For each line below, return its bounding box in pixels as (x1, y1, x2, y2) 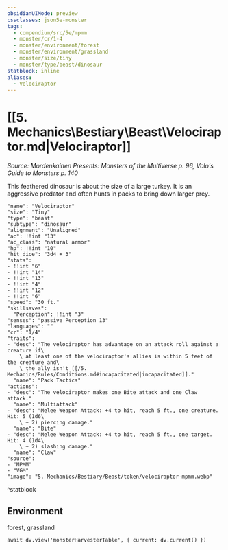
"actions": (7, 383, 38, 390)
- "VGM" (7, 468, 29, 474)
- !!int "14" (7, 269, 45, 276)
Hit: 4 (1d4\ (7, 437, 45, 444)
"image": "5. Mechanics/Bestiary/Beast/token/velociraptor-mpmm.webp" (7, 473, 213, 481)
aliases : (7, 73, 32, 81)
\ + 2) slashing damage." (19, 444, 94, 450)
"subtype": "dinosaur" (7, 221, 72, 228)
